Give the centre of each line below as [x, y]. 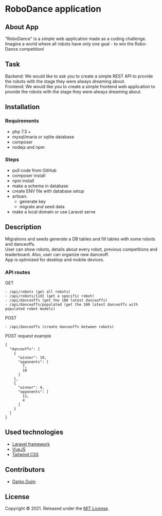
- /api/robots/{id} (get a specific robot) [50, 296]
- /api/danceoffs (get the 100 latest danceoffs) [56, 300]
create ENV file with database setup [48, 191]
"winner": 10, [32, 357]
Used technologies [34, 432]
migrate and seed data [42, 206]
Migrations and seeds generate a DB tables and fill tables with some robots [80, 239]
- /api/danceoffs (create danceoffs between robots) [60, 327]
